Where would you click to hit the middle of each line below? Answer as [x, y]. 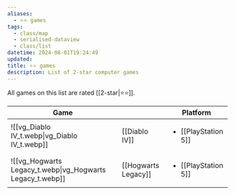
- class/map [31, 33]
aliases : [20, 14]
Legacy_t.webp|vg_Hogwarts [58, 170]
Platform [196, 113]
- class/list [33, 46]
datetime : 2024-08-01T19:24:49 [53, 53]
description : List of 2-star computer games [73, 72]
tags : [15, 27]
